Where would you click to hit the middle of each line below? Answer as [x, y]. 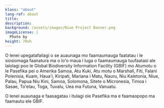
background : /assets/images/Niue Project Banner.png [60, 28]
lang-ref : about [22, 14]
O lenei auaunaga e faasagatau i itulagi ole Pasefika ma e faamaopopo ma [80, 96]
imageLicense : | [22, 32]
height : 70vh [18, 42]
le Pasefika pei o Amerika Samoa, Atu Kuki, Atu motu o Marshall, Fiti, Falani [81, 71]
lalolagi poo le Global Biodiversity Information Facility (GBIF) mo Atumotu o [81, 65]
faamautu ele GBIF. [24, 101]
